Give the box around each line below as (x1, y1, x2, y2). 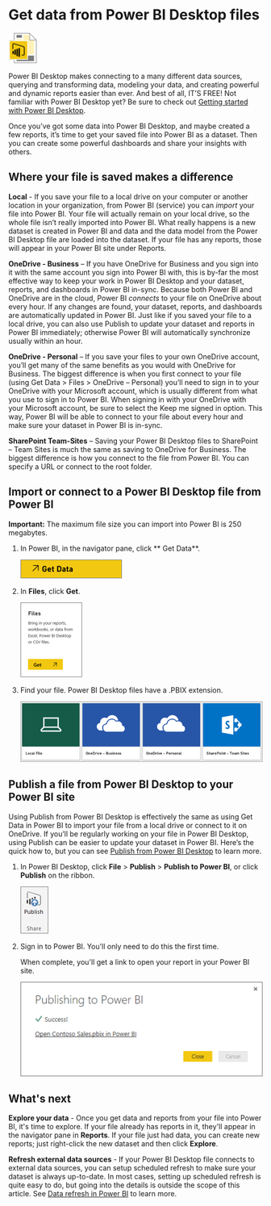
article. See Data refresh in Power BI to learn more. (8, 1189, 177, 1199)
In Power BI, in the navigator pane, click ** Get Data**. (19, 543, 200, 553)
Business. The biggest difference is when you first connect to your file (8, 369, 242, 379)
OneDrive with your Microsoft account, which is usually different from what (8, 386, 258, 396)
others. (8, 147, 32, 157)
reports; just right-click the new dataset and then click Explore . (8, 1139, 219, 1149)
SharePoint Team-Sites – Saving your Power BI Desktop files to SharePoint (8, 436, 258, 446)
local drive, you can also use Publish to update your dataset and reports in (8, 319, 256, 329)
